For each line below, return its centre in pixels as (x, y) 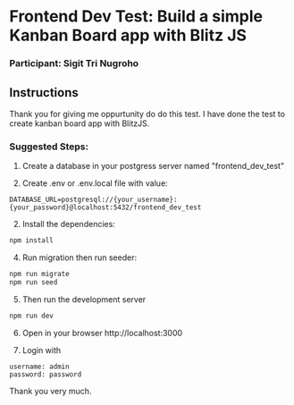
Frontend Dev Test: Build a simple (136, 17)
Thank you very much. (50, 391)
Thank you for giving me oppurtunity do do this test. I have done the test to (147, 114)
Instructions (44, 93)
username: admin (39, 367)
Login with (41, 350)
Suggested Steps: (49, 147)
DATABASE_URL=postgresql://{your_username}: (93, 200)
